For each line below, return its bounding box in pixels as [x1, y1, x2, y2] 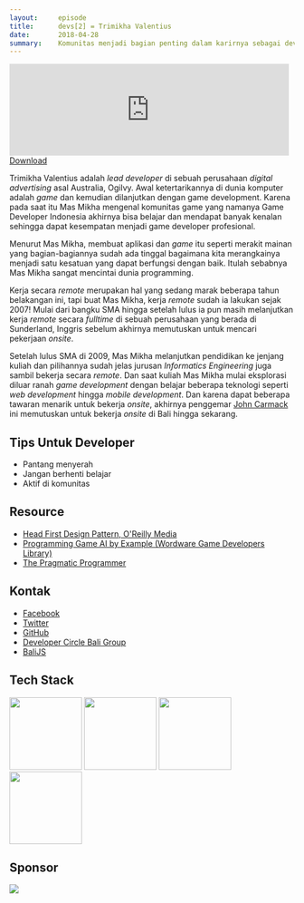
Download [9, 155, 48, 166]
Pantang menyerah [22, 459, 93, 470]
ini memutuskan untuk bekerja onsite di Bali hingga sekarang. [9, 409, 238, 420]
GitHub [22, 626, 50, 637]
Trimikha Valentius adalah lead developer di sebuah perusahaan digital [9, 173, 273, 184]
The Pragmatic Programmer [22, 557, 127, 568]
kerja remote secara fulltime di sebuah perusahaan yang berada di [9, 314, 257, 325]
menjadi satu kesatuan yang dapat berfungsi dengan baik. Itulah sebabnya [9, 257, 288, 268]
